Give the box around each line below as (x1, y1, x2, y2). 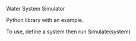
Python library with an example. (6, 17, 84, 23)
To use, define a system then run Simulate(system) (6, 28, 131, 35)
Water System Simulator (6, 5, 65, 12)
